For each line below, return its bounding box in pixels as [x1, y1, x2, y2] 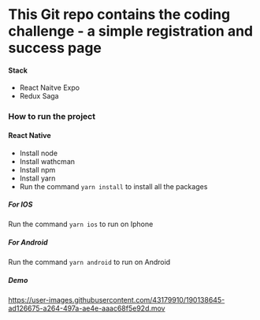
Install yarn [19, 173, 56, 183]
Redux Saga [19, 91, 59, 101]
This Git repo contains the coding [8, 6, 231, 24]
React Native [8, 130, 51, 140]
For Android [8, 238, 49, 247]
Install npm [19, 165, 56, 174]
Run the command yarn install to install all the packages [19, 181, 208, 191]
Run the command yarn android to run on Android [8, 258, 171, 267]
